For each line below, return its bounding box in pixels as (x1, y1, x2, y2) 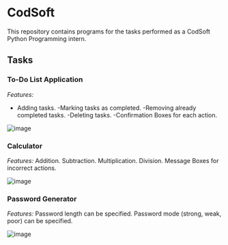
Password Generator (7, 194, 77, 203)
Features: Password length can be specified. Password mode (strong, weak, (7, 210, 222, 218)
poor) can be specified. (7, 217, 73, 225)
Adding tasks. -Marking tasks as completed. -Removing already (16, 104, 197, 112)
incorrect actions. (7, 164, 57, 172)
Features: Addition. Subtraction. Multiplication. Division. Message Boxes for (7, 156, 219, 164)
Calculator (7, 141, 43, 151)
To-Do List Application (7, 75, 83, 85)
